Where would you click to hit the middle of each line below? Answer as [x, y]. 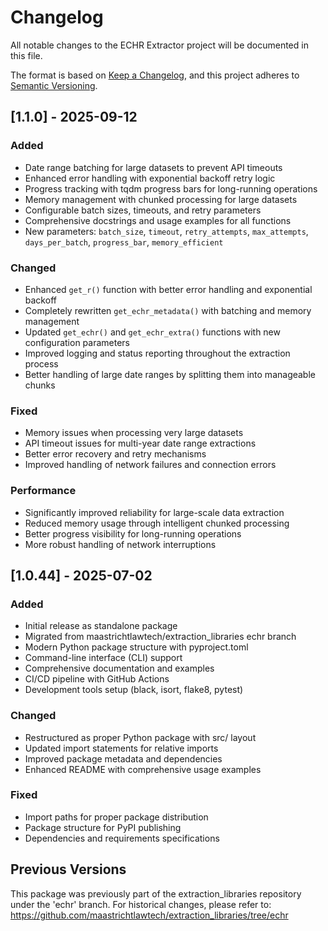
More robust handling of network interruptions [120, 544]
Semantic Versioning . [54, 85]
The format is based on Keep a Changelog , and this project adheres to [155, 75]
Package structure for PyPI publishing [103, 827]
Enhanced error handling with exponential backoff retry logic [150, 178]
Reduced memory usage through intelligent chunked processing [157, 523]
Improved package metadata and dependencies [123, 758]
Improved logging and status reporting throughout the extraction [157, 353]
